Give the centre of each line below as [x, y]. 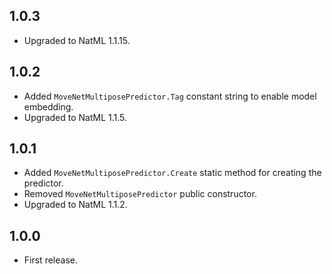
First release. [50, 260]
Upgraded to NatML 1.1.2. [75, 205]
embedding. [48, 106]
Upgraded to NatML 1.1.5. [75, 117]
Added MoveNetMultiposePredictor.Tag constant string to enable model [170, 96]
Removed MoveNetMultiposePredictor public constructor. [140, 194]
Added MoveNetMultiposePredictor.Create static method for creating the [172, 173]
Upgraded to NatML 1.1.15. [77, 40]
